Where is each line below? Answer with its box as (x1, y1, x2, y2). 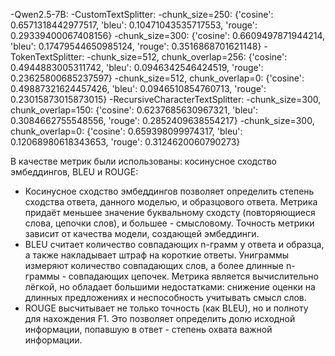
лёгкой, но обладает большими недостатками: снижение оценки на (24, 281, 316, 293)
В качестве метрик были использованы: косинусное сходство (10, 155, 277, 167)
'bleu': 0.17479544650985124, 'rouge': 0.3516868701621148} (10, 40, 262, 52)
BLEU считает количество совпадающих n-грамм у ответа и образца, (24, 239, 325, 250)
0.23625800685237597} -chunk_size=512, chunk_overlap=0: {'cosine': (10, 72, 305, 84)
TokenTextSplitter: (10, 51, 85, 63)
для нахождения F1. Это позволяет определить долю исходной (24, 313, 296, 324)
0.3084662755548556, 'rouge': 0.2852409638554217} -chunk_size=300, (10, 115, 315, 126)
